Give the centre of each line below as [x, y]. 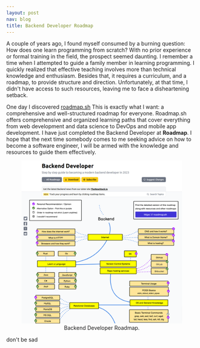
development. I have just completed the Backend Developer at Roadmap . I [99, 133]
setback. [17, 95]
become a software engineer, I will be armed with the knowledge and [92, 146]
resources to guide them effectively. [51, 152]
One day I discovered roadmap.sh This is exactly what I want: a [85, 107]
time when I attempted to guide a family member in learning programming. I [101, 63]
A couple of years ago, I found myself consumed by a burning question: [96, 44]
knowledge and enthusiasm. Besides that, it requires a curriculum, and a [96, 76]
